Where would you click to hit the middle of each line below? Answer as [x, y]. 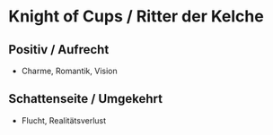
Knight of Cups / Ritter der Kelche [136, 17]
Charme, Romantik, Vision [69, 71]
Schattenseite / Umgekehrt [86, 99]
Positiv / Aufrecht [59, 50]
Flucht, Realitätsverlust [64, 120]
